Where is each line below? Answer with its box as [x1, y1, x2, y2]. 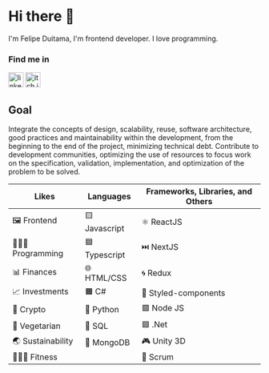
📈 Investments [12, 286, 69, 297]
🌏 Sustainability [12, 335, 74, 347]
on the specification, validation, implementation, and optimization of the [8, 158, 245, 168]
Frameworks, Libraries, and [146, 186, 253, 197]
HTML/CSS [84, 272, 127, 283]
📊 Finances [12, 266, 58, 277]
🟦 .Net [141, 319, 168, 331]
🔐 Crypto [12, 303, 46, 315]
